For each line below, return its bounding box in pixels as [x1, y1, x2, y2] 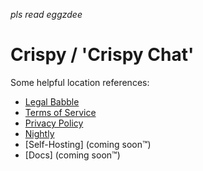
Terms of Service [24, 106, 97, 118]
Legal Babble [24, 95, 80, 108]
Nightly [24, 127, 55, 139]
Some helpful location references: [10, 76, 150, 88]
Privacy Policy [24, 117, 84, 129]
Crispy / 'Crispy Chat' [10, 44, 195, 66]
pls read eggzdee [10, 9, 83, 20]
